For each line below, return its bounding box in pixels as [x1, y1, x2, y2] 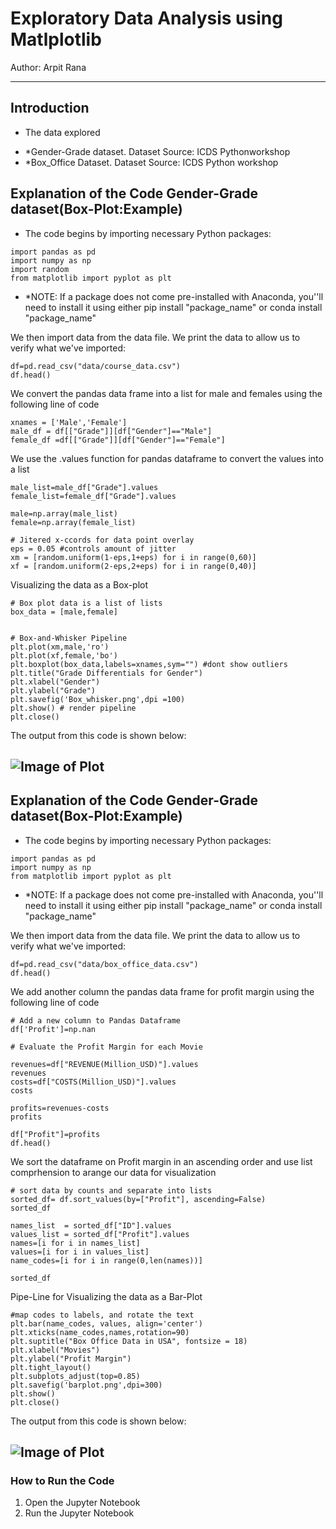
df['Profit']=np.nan [10, 1024, 97, 1034]
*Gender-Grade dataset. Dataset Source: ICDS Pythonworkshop [24, 145, 291, 157]
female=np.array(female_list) [10, 517, 137, 527]
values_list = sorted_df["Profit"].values [10, 1229, 190, 1239]
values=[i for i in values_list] [10, 1247, 150, 1257]
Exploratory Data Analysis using [10, 7, 283, 30]
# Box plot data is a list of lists [10, 598, 163, 608]
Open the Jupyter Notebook [24, 1497, 141, 1509]
